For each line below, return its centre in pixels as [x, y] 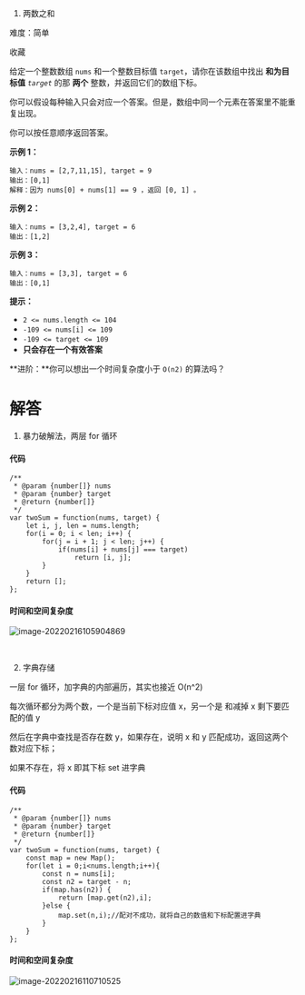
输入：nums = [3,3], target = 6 [69, 274]
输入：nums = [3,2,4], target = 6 [73, 227]
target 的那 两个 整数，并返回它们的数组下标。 [114, 83]
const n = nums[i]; [79, 874]
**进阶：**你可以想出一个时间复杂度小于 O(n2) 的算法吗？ [117, 369]
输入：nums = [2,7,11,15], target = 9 [81, 171]
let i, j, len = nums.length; [83, 526]
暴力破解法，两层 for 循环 [70, 435]
